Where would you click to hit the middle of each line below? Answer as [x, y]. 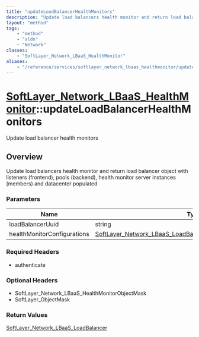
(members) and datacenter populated [52, 184]
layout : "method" [28, 23]
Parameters [23, 199]
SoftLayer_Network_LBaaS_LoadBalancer [57, 328]
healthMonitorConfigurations [49, 234]
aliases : [17, 61]
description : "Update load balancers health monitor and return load [94, 17]
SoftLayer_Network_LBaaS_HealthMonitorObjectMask [81, 293]
